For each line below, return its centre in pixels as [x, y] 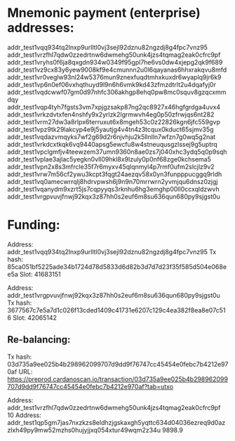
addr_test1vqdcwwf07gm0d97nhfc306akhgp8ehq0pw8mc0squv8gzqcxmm [117, 92]
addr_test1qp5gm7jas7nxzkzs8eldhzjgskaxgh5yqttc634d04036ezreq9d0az [116, 422]
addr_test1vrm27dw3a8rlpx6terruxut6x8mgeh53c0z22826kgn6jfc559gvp [114, 121]
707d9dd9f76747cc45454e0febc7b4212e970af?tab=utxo [90, 386]
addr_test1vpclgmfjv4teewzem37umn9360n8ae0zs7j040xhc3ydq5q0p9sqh [117, 152]
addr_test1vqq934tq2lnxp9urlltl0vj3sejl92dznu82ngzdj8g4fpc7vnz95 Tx [112, 251]
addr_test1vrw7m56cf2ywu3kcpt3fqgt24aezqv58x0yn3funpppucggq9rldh [115, 174]
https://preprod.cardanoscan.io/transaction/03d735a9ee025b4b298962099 [117, 379]
